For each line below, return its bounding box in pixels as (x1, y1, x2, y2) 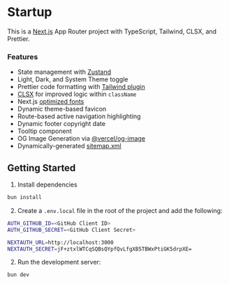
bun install (7, 194, 42, 201)
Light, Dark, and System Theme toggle (17, 75, 128, 84)
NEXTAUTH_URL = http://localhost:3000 (7, 239, 114, 246)
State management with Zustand (17, 68, 112, 77)
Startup (7, 4, 52, 20)
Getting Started (7, 161, 76, 174)
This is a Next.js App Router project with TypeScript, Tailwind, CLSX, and (7, 27, 217, 35)
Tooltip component (17, 127, 72, 136)
